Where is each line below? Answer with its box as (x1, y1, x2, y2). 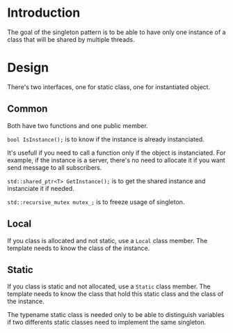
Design (7, 60, 49, 76)
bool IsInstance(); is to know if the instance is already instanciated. (7, 134, 205, 144)
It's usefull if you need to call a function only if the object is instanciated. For (7, 148, 226, 157)
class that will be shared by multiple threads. (7, 35, 136, 43)
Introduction (7, 5, 81, 21)
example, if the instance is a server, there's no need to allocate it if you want (7, 155, 226, 164)
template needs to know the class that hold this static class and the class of (7, 290, 224, 298)
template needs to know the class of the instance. (7, 244, 150, 252)
